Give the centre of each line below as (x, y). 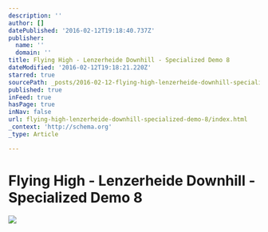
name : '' (30, 45)
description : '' (35, 16)
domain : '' (33, 53)
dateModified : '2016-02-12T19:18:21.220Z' (80, 68)
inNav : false (30, 112)
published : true (35, 90)
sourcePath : (28, 82)
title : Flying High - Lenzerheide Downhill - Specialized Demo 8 (119, 61)
